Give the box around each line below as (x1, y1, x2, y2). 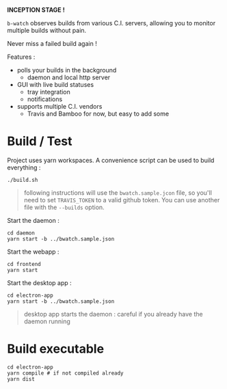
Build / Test (7, 133, 73, 149)
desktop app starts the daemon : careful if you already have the (23, 310, 203, 318)
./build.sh (7, 176, 38, 183)
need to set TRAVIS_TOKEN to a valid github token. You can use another (23, 196, 220, 204)
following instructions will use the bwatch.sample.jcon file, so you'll (23, 188, 212, 197)
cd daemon (7, 229, 36, 237)
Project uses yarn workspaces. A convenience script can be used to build (7, 156, 215, 164)
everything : (7, 163, 41, 172)
